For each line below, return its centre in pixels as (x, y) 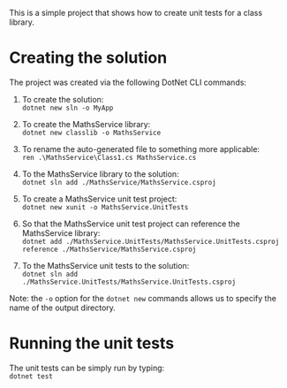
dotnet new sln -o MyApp (68, 108)
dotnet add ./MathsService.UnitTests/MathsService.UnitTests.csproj (151, 241)
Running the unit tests (92, 343)
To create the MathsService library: (86, 124)
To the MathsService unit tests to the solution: (106, 265)
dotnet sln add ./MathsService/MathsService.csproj (119, 182)
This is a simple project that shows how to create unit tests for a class (136, 13)
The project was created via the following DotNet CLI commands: (128, 82)
